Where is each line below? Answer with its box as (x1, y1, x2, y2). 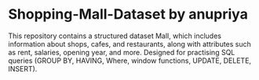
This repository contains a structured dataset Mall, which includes (8, 31, 222, 40)
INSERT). (8, 64, 38, 73)
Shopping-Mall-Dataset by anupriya (8, 5, 249, 23)
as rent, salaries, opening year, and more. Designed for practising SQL (8, 47, 235, 57)
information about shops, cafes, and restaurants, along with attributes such (8, 39, 251, 48)
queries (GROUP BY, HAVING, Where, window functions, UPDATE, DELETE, (8, 56, 252, 65)
